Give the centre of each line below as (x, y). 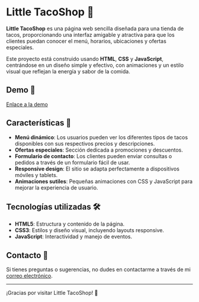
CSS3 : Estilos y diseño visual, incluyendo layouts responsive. (89, 230)
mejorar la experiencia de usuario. (56, 187)
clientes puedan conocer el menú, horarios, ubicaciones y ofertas (86, 41)
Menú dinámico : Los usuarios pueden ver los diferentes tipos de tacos (101, 137)
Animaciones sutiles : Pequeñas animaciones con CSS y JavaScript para (104, 181)
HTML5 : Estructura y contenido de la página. (70, 224)
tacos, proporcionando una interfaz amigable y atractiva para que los (90, 34)
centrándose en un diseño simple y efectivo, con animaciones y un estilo (95, 65)
